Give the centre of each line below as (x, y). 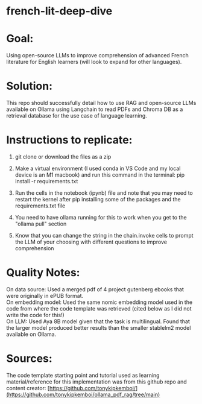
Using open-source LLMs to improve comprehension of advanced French (97, 55)
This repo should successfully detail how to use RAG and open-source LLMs (101, 103)
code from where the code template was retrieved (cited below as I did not (99, 308)
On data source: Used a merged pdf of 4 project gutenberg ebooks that (95, 289)
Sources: (29, 358)
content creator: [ (28, 388)
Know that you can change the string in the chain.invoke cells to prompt (104, 235)
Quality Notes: (43, 273)
